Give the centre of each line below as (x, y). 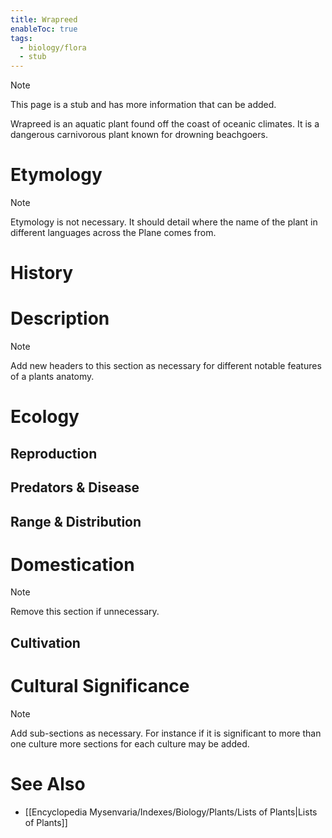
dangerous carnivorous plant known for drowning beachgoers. (139, 135)
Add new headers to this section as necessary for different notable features (166, 366)
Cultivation (45, 642)
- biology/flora (53, 47)
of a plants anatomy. (52, 377)
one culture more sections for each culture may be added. (130, 743)
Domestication (72, 564)
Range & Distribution (76, 521)
